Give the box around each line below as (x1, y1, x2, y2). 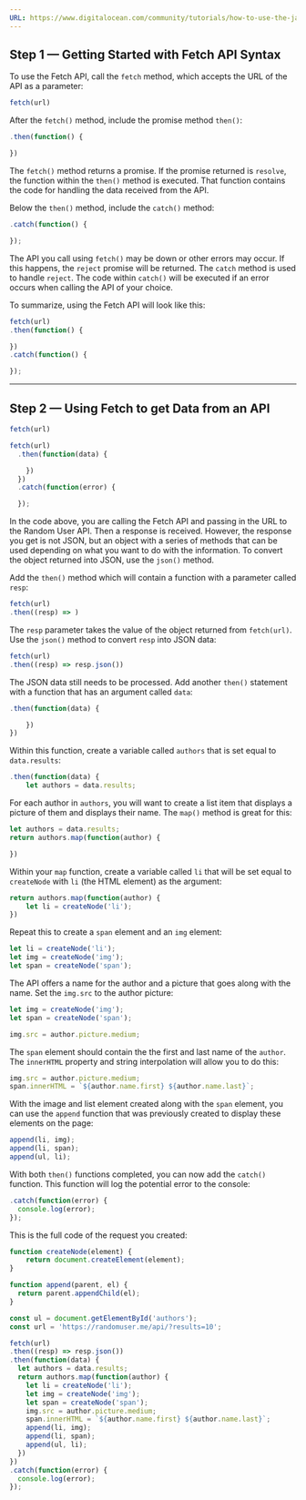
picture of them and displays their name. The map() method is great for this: (9, 807, 293, 817)
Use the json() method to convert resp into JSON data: (9, 633, 217, 644)
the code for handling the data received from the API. (9, 185, 209, 196)
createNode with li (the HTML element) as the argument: (9, 876, 222, 887)
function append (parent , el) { (9, 1281, 128, 1290)
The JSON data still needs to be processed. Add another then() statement (9, 676, 289, 687)
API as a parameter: (9, 81, 84, 92)
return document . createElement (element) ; (25, 1255, 185, 1265)
